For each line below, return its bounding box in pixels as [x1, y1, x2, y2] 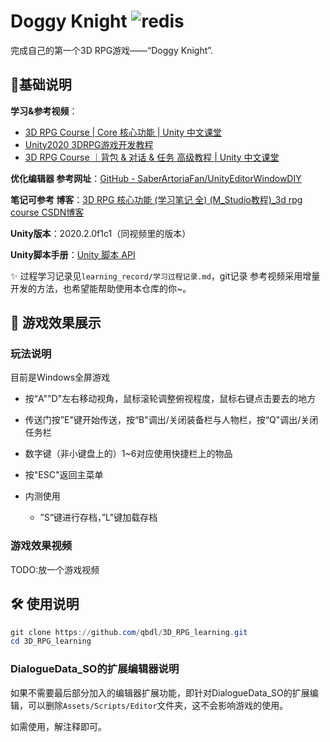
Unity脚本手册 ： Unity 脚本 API [10, 248, 136, 260]
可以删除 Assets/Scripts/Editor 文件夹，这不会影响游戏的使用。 [27, 699, 289, 711]
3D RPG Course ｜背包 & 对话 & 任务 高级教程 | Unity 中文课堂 [24, 151, 280, 163]
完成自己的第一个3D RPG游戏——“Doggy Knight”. [10, 44, 214, 56]
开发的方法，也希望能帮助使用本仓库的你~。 [10, 282, 192, 294]
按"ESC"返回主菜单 [24, 469, 104, 481]
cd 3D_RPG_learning [10, 636, 92, 647]
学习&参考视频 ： [10, 105, 78, 117]
